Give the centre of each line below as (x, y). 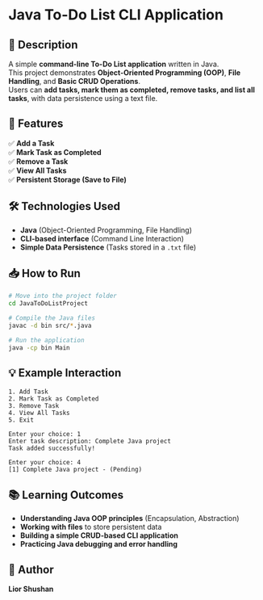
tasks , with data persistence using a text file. (83, 98)
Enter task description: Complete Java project (90, 441)
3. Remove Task (34, 405)
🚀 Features (36, 124)
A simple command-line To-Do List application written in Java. (114, 64)
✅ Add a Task (31, 143)
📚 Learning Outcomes (66, 495)
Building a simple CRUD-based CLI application (99, 535)
